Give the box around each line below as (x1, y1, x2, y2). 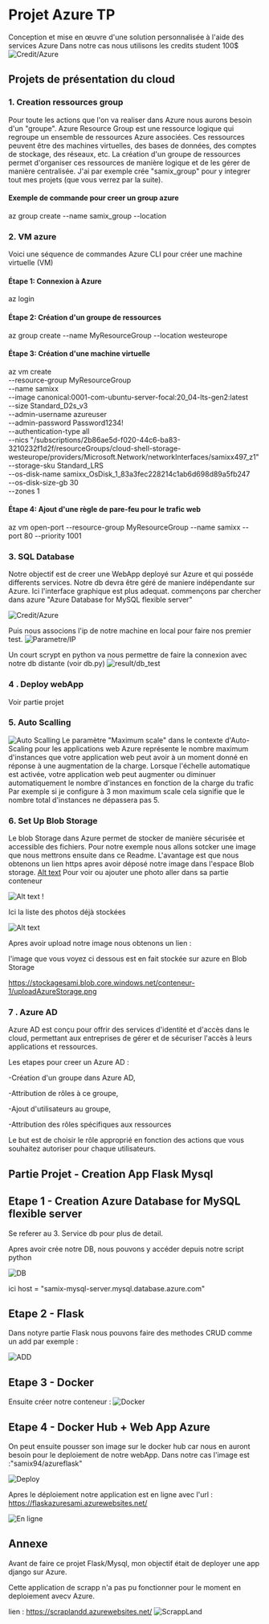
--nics (8, 435, 29, 444)
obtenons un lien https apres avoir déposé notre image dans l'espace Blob (8, 859, 255, 869)
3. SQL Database (8, 550, 75, 562)
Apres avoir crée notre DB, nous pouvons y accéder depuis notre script (8, 1244, 244, 1254)
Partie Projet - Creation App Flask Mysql (8, 1167, 214, 1180)
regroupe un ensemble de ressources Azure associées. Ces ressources (8, 132, 245, 141)
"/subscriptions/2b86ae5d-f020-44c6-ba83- (30, 435, 181, 444)
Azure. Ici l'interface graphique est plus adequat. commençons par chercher (8, 587, 261, 596)
